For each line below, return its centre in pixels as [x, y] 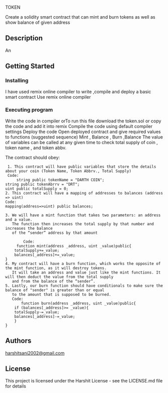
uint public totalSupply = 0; [37, 188]
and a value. [19, 219]
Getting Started [30, 66]
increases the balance [29, 228]
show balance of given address [38, 22]
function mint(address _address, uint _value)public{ [74, 246]
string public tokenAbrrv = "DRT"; [43, 184]
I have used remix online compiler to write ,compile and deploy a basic [78, 91]
